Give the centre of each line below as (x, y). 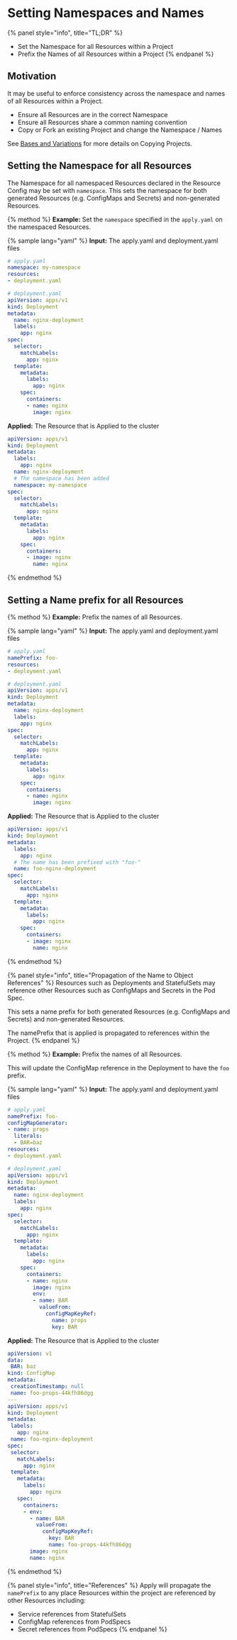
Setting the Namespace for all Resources (100, 166)
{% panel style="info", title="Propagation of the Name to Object (100, 975)
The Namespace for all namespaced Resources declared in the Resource (114, 183)
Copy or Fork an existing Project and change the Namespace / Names (120, 130)
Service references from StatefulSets (72, 1614)
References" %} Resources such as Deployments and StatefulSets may (111, 982)
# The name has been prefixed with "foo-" (77, 862)
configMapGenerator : (38, 1123)
